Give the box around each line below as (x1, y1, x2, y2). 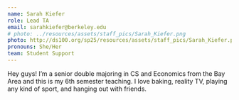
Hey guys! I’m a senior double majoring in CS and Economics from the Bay (7, 69, 225, 78)
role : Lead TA (7, 17, 50, 24)
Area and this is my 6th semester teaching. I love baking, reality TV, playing (7, 77, 228, 85)
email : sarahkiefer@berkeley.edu (7, 23, 107, 30)
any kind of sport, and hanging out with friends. (7, 84, 147, 93)
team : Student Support (7, 50, 75, 57)
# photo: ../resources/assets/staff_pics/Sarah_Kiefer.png (7, 30, 186, 38)
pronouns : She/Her (7, 43, 62, 50)
